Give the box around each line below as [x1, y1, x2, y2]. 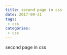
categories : [5, 26, 30, 31]
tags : [5, 16, 17, 21]
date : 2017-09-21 [5, 12, 42, 17]
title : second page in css [5, 7, 62, 12]
